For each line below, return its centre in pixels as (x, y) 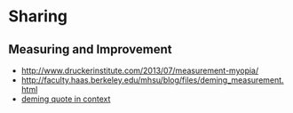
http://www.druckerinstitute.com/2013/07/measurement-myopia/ (140, 70)
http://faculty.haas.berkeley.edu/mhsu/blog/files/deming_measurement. (153, 80)
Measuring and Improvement (90, 49)
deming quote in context (66, 99)
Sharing (38, 16)
